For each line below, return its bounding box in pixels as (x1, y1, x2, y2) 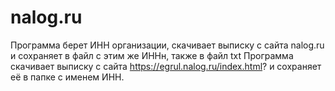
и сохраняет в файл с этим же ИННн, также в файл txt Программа (10, 49, 294, 61)
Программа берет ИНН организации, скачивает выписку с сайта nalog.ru (10, 39, 325, 51)
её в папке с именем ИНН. (10, 71, 125, 83)
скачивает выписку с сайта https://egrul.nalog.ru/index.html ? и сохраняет (10, 60, 322, 72)
